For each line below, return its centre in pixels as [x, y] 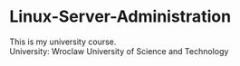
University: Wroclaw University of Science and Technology [119, 51]
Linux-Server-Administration [120, 17]
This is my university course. [63, 42]
